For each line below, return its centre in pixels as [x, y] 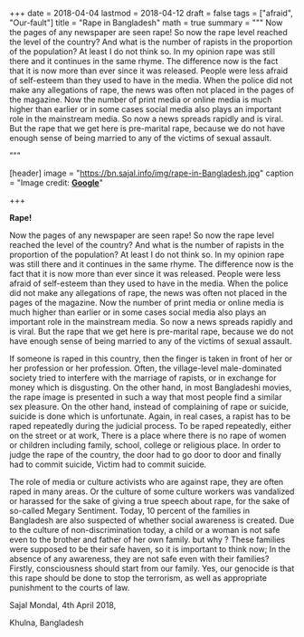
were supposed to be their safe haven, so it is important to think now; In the [150, 549]
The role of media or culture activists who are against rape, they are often [147, 482]
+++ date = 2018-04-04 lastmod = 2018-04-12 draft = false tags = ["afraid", [152, 13]
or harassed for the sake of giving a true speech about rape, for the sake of [150, 501]
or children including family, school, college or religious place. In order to [145, 445]
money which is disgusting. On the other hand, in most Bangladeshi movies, [151, 387]
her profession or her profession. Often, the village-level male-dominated [146, 368]
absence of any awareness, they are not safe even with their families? [139, 559]
